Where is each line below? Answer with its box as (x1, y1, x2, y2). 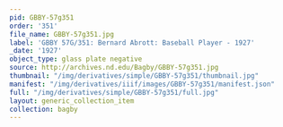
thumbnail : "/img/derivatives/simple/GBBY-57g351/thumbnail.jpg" (9, 72, 259, 80)
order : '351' (9, 21, 58, 30)
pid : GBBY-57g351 (9, 13, 75, 22)
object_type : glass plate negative (9, 55, 143, 63)
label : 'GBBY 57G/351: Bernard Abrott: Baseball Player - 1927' (9, 38, 255, 47)
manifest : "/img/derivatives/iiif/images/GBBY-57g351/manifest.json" (9, 80, 276, 89)
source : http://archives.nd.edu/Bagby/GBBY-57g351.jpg (9, 63, 219, 72)
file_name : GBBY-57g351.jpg (9, 30, 115, 38)
